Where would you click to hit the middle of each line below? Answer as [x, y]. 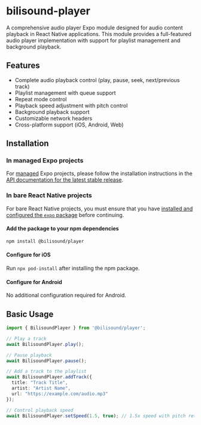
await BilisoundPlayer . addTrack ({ [49, 377]
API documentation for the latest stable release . [65, 180]
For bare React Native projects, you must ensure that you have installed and [100, 209]
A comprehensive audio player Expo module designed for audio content [95, 28]
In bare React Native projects [49, 195]
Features [23, 66]
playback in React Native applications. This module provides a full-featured [99, 34]
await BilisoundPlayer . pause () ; [46, 361]
